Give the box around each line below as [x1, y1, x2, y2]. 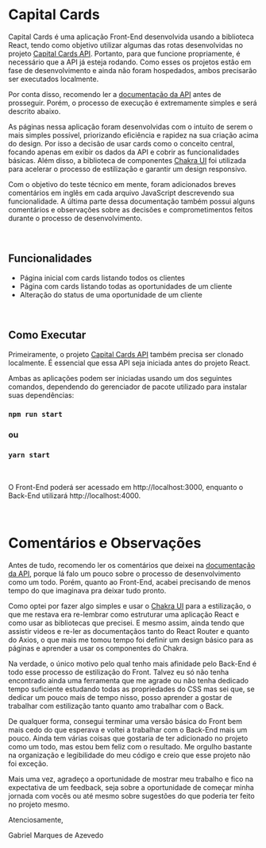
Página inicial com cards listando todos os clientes [19, 273, 185, 282]
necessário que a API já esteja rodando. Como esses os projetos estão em [8, 57, 252, 67]
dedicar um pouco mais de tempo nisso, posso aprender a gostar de [8, 692, 233, 702]
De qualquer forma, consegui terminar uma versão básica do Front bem [8, 716, 242, 725]
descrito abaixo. [8, 106, 61, 116]
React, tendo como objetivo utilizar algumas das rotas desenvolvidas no [8, 40, 244, 49]
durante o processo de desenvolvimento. [8, 213, 143, 223]
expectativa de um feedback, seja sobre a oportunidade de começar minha [8, 782, 254, 792]
